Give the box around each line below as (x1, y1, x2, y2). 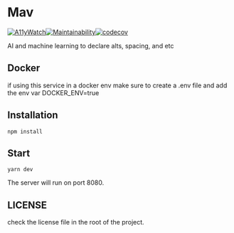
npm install (7, 128, 43, 135)
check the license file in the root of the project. (7, 218, 144, 227)
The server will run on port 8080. (7, 178, 105, 187)
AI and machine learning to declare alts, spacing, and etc (7, 41, 174, 50)
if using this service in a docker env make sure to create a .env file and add (7, 81, 228, 90)
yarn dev (7, 166, 33, 173)
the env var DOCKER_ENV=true (7, 88, 100, 97)
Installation (7, 109, 58, 121)
